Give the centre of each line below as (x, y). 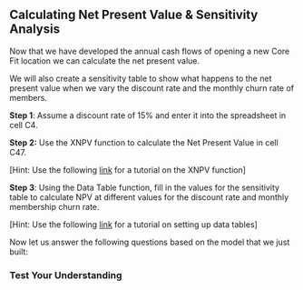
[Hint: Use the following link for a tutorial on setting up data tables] (134, 224)
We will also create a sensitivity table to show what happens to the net (141, 78)
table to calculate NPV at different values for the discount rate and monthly (149, 197)
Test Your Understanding (66, 275)
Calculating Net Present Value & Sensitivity (134, 15)
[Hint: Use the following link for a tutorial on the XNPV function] (128, 170)
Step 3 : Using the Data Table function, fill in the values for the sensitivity (144, 187)
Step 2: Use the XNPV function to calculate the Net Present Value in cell (144, 142)
